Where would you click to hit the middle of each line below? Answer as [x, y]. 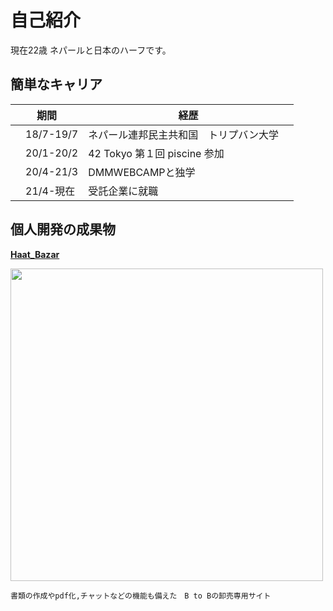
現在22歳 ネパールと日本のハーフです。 [91, 50]
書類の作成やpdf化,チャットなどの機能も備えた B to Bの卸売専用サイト [141, 596]
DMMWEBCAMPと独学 [142, 172]
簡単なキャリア [56, 84]
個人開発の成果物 [63, 229]
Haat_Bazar [35, 254]
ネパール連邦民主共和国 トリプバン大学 [183, 134]
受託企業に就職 [123, 191]
